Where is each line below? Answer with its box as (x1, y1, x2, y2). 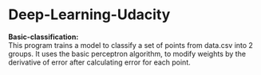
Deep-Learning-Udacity (8, 6, 171, 24)
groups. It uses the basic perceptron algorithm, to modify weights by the (8, 49, 246, 58)
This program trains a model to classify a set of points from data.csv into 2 (8, 40, 254, 49)
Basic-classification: (8, 32, 79, 41)
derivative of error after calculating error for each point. (8, 57, 192, 67)
